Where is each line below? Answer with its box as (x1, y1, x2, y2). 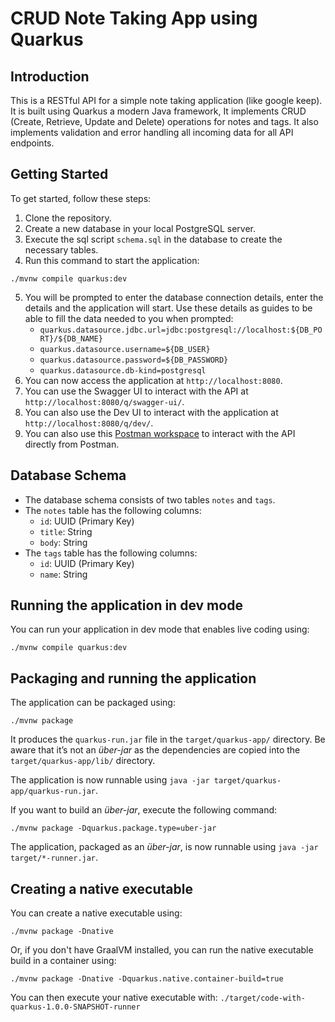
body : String (39, 536, 88, 548)
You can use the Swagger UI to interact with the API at (24, 385, 249, 397)
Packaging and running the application (10, 670, 257, 687)
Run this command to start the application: (24, 254, 200, 266)
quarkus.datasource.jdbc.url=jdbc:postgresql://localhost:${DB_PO (39, 325, 323, 335)
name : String (39, 568, 88, 580)
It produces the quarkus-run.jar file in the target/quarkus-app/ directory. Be (10, 733, 326, 746)
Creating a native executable (10, 880, 193, 897)
